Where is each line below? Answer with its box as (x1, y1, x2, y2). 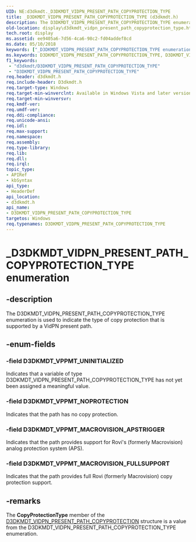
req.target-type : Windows (6, 85, 69, 91)
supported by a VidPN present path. (6, 322, 93, 329)
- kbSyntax (6, 178, 33, 183)
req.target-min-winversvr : (6, 96, 72, 101)
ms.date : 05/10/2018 (6, 42, 57, 47)
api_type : (6, 183, 30, 189)
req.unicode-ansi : (6, 118, 51, 124)
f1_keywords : (6, 57, 38, 63)
